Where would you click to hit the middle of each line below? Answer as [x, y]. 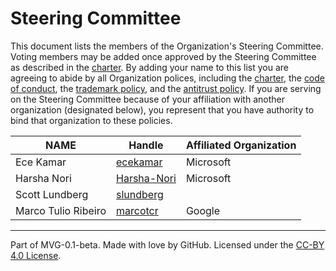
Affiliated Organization [241, 145]
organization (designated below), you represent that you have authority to [162, 109]
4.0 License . [36, 255]
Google [203, 210]
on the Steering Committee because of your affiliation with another [147, 99]
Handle [146, 145]
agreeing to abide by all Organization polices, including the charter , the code [168, 78]
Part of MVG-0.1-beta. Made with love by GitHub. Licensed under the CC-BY [167, 244]
